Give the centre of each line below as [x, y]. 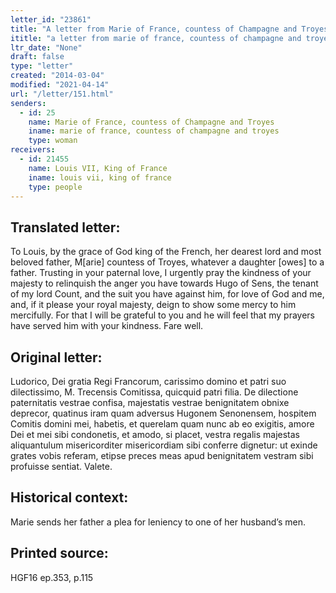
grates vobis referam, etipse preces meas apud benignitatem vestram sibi [162, 455]
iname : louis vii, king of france [100, 177]
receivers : [33, 150]
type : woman [53, 141]
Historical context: [69, 497]
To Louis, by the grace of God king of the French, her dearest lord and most [166, 252]
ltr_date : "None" [46, 47]
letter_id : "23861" [51, 19]
